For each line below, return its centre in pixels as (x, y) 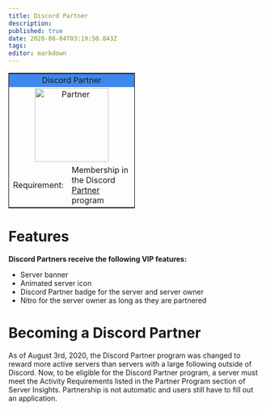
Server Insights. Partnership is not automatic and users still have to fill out (131, 389)
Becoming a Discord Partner (105, 333)
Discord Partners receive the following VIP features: (98, 258)
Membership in (100, 170)
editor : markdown (38, 53)
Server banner (44, 275)
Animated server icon (56, 283)
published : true (36, 31)
